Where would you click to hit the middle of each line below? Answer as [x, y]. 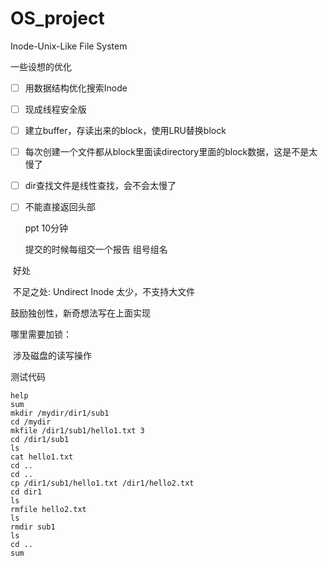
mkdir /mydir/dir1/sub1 [60, 413]
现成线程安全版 [55, 109]
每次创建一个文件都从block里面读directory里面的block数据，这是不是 [167, 152]
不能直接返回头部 [60, 207]
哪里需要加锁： [41, 334]
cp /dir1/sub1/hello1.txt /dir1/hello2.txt [102, 483]
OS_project [57, 18]
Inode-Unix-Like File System [69, 46]
